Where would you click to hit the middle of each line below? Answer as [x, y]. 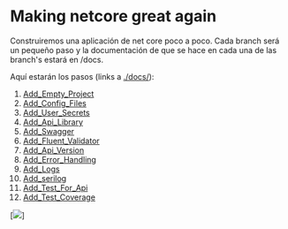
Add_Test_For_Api [55, 187]
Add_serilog [45, 178]
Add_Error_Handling [59, 159]
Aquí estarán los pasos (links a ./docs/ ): [82, 76]
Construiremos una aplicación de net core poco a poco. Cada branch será [145, 41]
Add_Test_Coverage [59, 197]
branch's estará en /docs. [57, 59]
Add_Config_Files [54, 103]
